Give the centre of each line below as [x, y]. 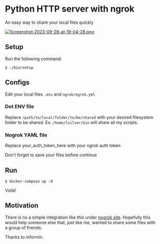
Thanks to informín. [24, 237]
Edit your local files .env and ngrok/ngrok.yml [50, 94]
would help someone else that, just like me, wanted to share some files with [80, 222]
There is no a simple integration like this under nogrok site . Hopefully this [78, 217]
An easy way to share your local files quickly [49, 22]
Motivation [22, 205]
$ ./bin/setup [19, 67]
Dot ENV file [20, 107]
